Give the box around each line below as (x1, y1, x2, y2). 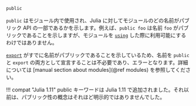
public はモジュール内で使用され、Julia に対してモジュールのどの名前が (6, 16, 180, 24)
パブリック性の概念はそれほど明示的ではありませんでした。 (21, 93, 165, 100)
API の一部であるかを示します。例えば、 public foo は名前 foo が (22, 24, 179, 31)
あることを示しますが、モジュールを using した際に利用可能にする (26, 31, 187, 38)
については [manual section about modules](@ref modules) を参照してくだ (6, 66, 186, 73)
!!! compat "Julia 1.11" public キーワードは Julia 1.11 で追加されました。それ (6, 86, 184, 93)
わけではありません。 (6, 39, 58, 46)
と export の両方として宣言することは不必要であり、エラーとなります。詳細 (6, 59, 188, 66)
